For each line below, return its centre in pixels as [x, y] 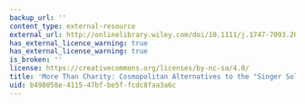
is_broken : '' [36, 60]
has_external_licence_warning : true [79, 43]
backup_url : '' [38, 18]
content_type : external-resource [73, 26]
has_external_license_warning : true [79, 52]
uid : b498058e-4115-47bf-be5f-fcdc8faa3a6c [93, 85]
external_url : [36, 34]
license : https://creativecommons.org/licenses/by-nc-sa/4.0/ [129, 69]
